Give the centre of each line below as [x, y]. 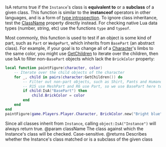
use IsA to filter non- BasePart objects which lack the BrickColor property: [80, 59]
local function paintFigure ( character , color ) [54, 68]
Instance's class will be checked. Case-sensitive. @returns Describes [76, 134]
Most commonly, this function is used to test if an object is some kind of [78, 38]
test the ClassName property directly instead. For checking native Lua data [81, 23]
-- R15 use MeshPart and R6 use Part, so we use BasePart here [89, 86]
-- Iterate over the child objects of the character [69, 72]
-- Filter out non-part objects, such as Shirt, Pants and [85, 82]
